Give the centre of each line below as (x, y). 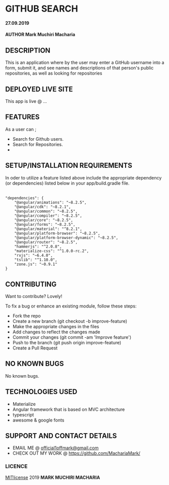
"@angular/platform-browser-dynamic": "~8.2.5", (66, 238)
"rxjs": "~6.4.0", (34, 256)
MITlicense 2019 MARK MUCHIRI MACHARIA (53, 477)
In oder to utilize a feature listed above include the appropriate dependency (83, 177)
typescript (23, 414)
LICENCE (16, 466)
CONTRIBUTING (31, 284)
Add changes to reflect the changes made (56, 332)
